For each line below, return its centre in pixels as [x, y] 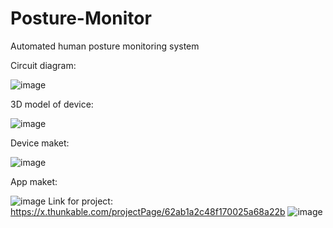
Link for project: [80, 201]
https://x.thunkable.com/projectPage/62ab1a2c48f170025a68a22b [148, 211]
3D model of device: [52, 104]
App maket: [34, 181]
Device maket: [40, 143]
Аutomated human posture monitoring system [105, 46]
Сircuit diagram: [43, 65]
